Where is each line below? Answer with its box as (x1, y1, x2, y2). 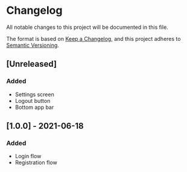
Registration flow (14, 159, 57, 166)
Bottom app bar (14, 103, 54, 111)
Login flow (14, 153, 42, 160)
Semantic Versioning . (6, 41, 59, 49)
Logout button (14, 97, 51, 104)
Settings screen (14, 91, 54, 98)
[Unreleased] (6, 59, 57, 69)
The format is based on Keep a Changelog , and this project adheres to (6, 35, 181, 42)
